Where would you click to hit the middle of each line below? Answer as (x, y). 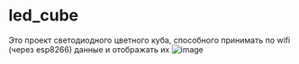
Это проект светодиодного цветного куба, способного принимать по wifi (149, 40)
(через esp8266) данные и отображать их (89, 49)
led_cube (43, 16)
